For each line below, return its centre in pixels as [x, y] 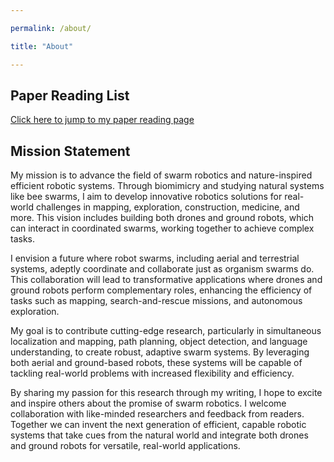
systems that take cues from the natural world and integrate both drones [159, 435]
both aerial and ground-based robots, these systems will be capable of [156, 363]
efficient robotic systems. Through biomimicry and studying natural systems [167, 186]
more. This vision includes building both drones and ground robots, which [162, 218]
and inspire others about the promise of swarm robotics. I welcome [148, 403]
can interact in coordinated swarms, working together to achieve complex [162, 228]
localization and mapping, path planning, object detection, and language [159, 342]
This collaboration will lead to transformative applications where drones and [166, 280]
